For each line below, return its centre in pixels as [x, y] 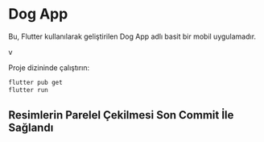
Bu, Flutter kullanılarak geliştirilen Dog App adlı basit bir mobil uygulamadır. [132, 36]
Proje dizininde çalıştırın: [49, 67]
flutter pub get [35, 82]
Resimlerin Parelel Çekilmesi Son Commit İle [121, 115]
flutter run [28, 90]
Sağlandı [31, 128]
